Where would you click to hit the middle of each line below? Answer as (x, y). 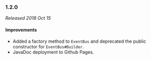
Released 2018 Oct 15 (28, 18)
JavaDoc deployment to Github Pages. (53, 52)
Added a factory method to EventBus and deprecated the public (79, 41)
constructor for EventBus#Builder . (48, 46)
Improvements (21, 29)
